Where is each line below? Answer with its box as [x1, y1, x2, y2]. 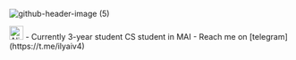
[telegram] [249, 32, 288, 41]
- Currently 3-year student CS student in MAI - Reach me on [25, 32, 248, 41]
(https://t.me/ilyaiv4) [9, 41, 85, 51]
